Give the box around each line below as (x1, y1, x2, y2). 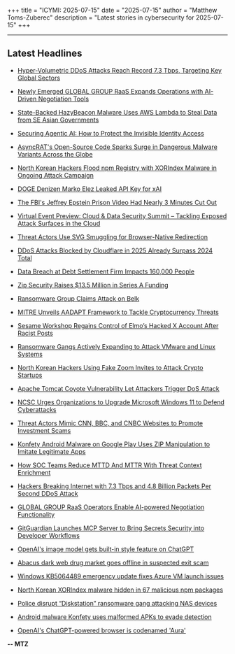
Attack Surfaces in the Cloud (17, 219, 101, 227)
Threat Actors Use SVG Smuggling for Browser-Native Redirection (17, 232, 208, 241)
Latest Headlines (7, 48, 83, 59)
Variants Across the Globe (17, 150, 93, 158)
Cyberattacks (17, 405, 57, 413)
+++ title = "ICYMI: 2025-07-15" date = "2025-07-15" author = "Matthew (7, 6, 218, 14)
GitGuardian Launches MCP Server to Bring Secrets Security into (17, 524, 205, 532)
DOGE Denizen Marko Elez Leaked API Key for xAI (17, 185, 162, 193)
